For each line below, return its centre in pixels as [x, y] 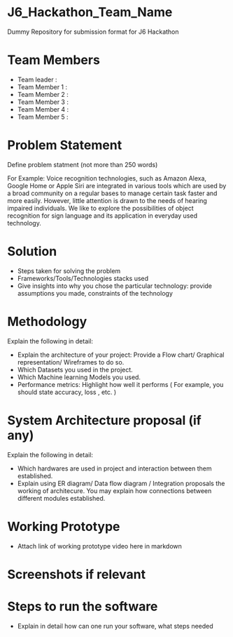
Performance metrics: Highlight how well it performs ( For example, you [120, 384]
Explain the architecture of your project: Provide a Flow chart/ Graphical [121, 355]
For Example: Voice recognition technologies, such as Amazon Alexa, [107, 178]
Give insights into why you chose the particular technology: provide [114, 286]
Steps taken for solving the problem [69, 270]
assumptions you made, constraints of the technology [95, 293]
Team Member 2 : [43, 94]
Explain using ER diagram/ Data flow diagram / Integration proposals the [121, 483]
